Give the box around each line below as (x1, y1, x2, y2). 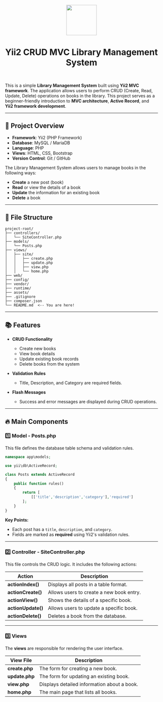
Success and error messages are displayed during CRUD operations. (19, 399, 157, 405)
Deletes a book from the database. (48, 612, 127, 619)
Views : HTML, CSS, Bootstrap (12, 150, 73, 156)
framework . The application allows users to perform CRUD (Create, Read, (5, 87, 153, 93)
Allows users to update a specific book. (48, 604, 138, 611)
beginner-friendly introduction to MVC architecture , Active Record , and (5, 98, 149, 104)
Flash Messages (12, 389, 46, 395)
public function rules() (14, 481, 64, 486)
